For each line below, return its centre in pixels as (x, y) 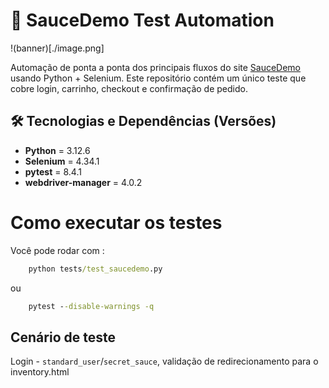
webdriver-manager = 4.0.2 (83, 182)
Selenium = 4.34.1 (62, 161)
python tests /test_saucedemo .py (95, 269)
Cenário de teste (63, 337)
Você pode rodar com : (57, 250)
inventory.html (40, 372)
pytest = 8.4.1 (53, 171)
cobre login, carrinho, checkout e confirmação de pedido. (129, 88)
